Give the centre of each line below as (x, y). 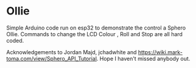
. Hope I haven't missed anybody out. (143, 58)
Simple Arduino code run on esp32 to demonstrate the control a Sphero (96, 28)
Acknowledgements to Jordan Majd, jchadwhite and (72, 52)
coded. (15, 40)
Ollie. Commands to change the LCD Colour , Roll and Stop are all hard (94, 34)
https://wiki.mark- (160, 52)
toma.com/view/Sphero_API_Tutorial (52, 58)
